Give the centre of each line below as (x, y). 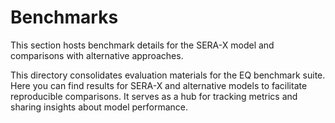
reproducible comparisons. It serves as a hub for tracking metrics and (154, 96)
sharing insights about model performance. (99, 107)
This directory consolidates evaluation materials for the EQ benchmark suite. (168, 75)
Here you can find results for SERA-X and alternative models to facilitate (159, 85)
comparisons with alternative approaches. (97, 55)
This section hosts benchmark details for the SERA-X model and (142, 45)
